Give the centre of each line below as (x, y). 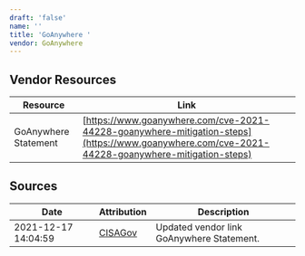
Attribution (123, 212)
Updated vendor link (199, 227)
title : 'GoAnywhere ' (50, 34)
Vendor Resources (63, 79)
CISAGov (118, 232)
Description (223, 212)
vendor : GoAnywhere (46, 43)
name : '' (26, 26)
